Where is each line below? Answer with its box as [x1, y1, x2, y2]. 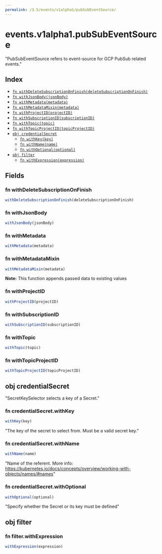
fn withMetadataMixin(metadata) [12, 105, 79, 110]
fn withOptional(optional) [19, 147, 76, 152]
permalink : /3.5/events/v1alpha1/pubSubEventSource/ [5, 7, 116, 12]
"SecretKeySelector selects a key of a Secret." [5, 395, 100, 401]
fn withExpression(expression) [19, 158, 85, 163]
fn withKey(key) [19, 137, 54, 142]
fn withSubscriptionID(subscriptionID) [12, 116, 95, 121]
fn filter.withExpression [5, 533, 63, 540]
